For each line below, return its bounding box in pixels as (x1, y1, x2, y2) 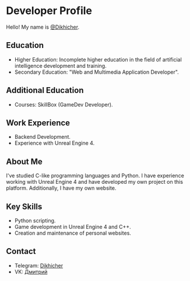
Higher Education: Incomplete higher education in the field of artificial (14, 56, 182, 63)
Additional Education (6, 85, 84, 95)
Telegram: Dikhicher (14, 262, 63, 269)
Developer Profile (6, 4, 92, 18)
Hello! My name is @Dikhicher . (6, 23, 80, 30)
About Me (6, 156, 43, 166)
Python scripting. (14, 217, 56, 224)
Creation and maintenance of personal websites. (14, 229, 131, 237)
